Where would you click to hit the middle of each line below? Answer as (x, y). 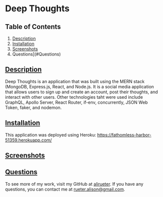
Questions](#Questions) (37, 54)
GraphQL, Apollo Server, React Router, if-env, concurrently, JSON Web (77, 102)
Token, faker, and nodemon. (33, 107)
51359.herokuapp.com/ (28, 140)
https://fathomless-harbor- (124, 135)
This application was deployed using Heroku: (51, 135)
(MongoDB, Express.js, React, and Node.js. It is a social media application (80, 86)
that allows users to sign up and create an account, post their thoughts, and (81, 92)
